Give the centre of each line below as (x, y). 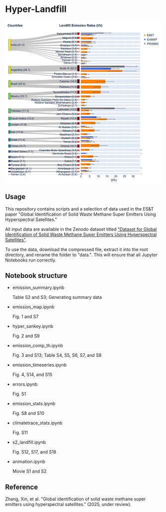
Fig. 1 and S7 (25, 317)
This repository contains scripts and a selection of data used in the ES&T (80, 209)
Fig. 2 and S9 (26, 336)
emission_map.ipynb (33, 307)
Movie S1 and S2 (29, 471)
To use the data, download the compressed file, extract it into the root (77, 249)
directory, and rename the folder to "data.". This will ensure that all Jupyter (81, 255)
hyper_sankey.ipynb (33, 326)
